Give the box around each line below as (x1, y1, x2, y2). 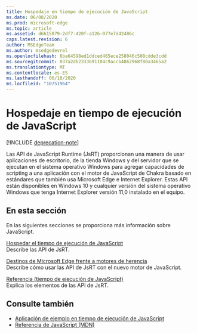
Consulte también (6, 299, 74, 309)
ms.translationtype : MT (6, 64, 66, 70)
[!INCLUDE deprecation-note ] (6, 138, 79, 146)
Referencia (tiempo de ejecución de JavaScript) (6, 275, 124, 282)
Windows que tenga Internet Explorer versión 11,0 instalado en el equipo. (6, 188, 185, 196)
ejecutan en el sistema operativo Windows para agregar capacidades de (6, 163, 184, 170)
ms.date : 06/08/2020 (6, 14, 58, 20)
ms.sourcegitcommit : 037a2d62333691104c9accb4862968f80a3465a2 (6, 58, 167, 64)
